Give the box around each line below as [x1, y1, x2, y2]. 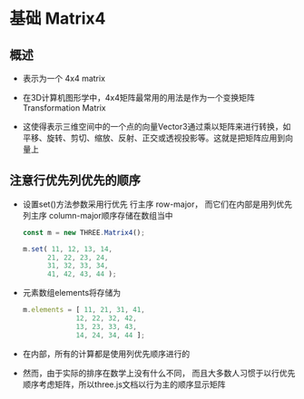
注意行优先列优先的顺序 [9, 173, 141, 189]
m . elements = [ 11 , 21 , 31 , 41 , [22, 306, 145, 315]
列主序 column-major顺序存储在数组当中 [22, 209, 173, 220]
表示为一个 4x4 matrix [22, 73, 106, 83]
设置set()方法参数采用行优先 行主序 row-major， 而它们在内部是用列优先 [22, 199, 293, 209]
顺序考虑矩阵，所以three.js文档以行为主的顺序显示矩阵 [22, 378, 226, 390]
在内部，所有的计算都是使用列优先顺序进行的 [22, 348, 191, 359]
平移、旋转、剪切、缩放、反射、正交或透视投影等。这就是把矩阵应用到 [22, 132, 286, 143]
